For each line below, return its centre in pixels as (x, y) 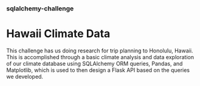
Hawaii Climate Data (58, 34)
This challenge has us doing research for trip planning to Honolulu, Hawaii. (100, 51)
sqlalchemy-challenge (40, 9)
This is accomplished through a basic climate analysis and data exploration (100, 57)
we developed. (25, 76)
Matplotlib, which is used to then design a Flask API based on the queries (98, 70)
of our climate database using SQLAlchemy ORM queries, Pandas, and (95, 63)
